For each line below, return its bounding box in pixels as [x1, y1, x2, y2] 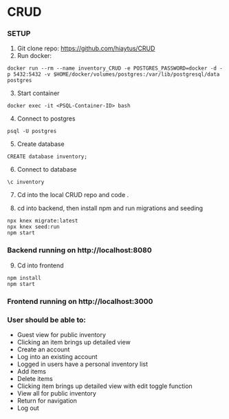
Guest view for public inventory [17, 331, 107, 338]
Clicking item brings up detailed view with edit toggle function [17, 382, 193, 390]
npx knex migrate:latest [7, 218, 78, 225]
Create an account [17, 345, 70, 354]
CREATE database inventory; [7, 153, 88, 161]
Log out [17, 404, 39, 412]
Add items [17, 367, 47, 376]
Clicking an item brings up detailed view [17, 338, 131, 346]
